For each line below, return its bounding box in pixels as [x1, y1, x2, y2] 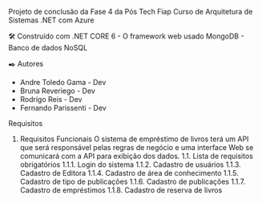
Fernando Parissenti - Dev [19, 104, 107, 112]
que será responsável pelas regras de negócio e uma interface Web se [19, 143, 254, 152]
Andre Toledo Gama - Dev [19, 78, 107, 87]
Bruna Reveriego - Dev [19, 86, 96, 95]
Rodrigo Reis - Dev [19, 95, 83, 104]
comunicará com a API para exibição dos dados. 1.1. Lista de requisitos [19, 152, 254, 160]
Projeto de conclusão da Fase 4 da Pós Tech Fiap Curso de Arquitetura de [8, 7, 253, 16]
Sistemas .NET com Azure [8, 15, 95, 25]
